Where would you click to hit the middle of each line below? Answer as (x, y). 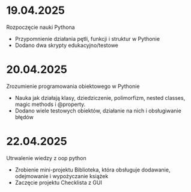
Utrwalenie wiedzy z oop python (47, 158)
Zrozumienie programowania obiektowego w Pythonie (73, 86)
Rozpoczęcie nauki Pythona (41, 27)
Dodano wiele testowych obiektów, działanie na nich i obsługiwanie (98, 110)
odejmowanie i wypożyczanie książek (62, 176)
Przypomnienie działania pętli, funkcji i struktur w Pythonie (87, 39)
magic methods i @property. (50, 104)
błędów (24, 117)
